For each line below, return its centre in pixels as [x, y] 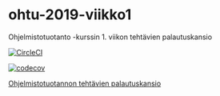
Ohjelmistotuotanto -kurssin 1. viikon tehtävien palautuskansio [110, 37]
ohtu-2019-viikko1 [70, 15]
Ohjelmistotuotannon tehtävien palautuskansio [85, 83]
